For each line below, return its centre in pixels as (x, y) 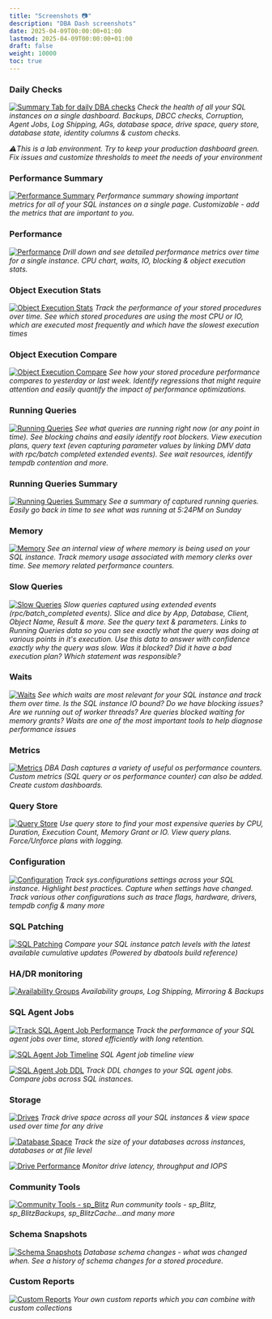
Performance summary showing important (168, 196)
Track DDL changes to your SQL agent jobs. (159, 1070)
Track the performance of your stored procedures (178, 308)
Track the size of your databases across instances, (160, 1141)
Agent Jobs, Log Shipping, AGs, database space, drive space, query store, (134, 124)
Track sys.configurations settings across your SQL (150, 880)
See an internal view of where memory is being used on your (148, 549)
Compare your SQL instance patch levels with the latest (157, 944)
